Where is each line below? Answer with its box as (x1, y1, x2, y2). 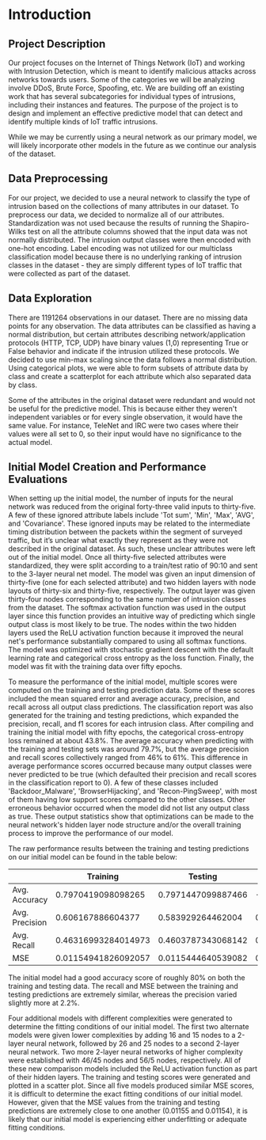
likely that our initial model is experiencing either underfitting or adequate (8, 1115, 247, 1124)
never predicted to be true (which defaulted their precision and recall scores (8, 769, 257, 779)
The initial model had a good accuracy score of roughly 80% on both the (8, 973, 245, 982)
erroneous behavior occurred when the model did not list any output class (8, 804, 250, 813)
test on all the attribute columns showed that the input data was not (27, 226, 248, 236)
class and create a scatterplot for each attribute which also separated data (8, 371, 252, 381)
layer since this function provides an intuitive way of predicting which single (8, 611, 256, 621)
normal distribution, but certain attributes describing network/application (8, 329, 245, 339)
